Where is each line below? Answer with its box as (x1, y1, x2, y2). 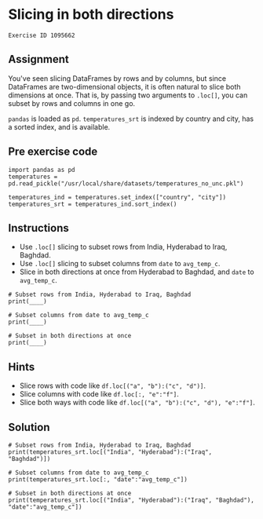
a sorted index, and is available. (8, 122, 111, 131)
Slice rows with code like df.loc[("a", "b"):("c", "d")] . (19, 381, 206, 390)
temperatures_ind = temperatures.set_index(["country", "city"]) (8, 193, 226, 201)
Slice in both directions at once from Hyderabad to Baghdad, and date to (19, 267, 254, 276)
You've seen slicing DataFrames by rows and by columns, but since (8, 73, 226, 83)
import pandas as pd (8, 166, 76, 174)
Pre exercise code (8, 145, 98, 159)
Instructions (8, 221, 69, 235)
